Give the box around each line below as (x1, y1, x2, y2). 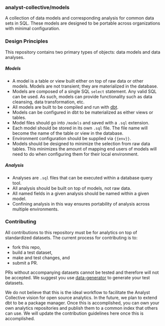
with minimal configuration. (5, 26, 61, 31)
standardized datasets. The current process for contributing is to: (5, 235, 138, 240)
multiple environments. (12, 206, 59, 212)
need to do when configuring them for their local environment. (12, 151, 139, 157)
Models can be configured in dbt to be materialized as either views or (12, 109, 154, 115)
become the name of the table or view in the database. (12, 130, 124, 136)
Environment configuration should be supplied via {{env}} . (12, 135, 132, 141)
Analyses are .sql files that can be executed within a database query (12, 175, 153, 180)
